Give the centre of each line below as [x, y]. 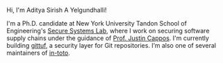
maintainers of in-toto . [39, 53]
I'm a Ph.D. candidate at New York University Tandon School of [97, 23]
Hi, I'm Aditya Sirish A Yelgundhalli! [57, 10]
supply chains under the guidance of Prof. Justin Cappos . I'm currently [108, 38]
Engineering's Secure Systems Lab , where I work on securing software [108, 31]
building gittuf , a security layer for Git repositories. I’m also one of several [111, 45]
